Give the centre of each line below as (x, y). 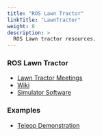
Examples (24, 111)
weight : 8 (21, 26)
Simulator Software (44, 93)
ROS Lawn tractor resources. (55, 39)
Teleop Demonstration (48, 125)
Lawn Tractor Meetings (50, 78)
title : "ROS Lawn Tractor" (46, 13)
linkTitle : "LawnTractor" (44, 20)
